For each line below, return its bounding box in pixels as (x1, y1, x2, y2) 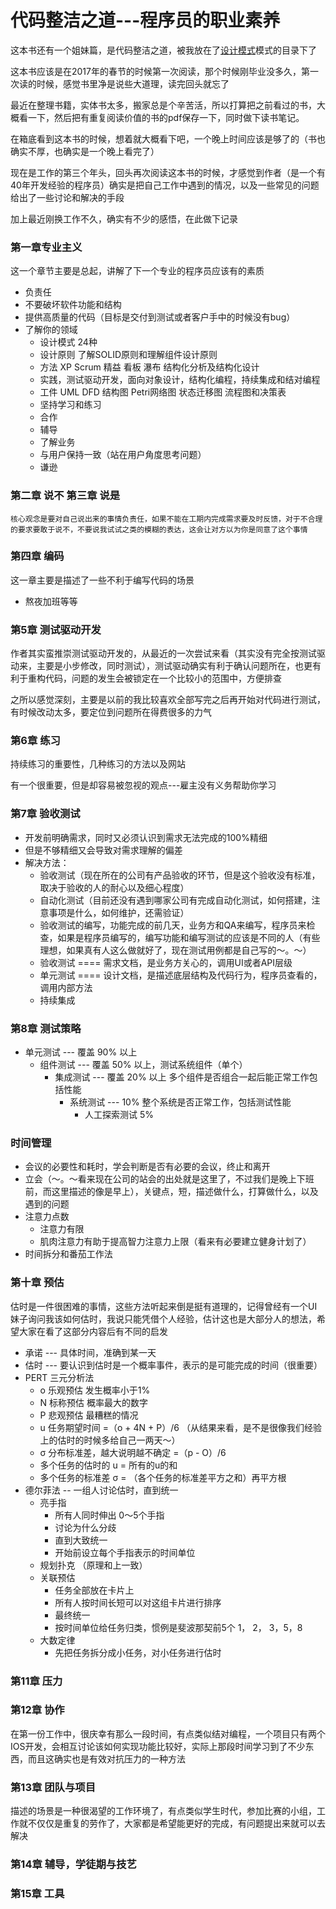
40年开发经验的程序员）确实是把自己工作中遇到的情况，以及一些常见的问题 (10, 179, 320, 191)
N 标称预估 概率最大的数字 (39, 1396, 149, 1408)
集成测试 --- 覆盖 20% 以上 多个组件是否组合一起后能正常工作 (54, 1071, 310, 1083)
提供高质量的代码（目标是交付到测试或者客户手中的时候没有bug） (24, 311, 296, 323)
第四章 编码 (10, 549, 65, 563)
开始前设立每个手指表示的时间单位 (54, 1546, 196, 1558)
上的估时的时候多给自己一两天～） (39, 1434, 181, 1446)
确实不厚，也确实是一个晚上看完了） (10, 145, 160, 157)
